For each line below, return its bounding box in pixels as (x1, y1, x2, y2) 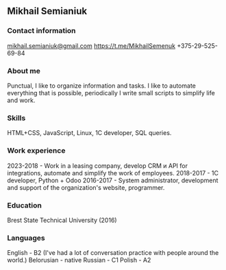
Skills (7, 113, 26, 123)
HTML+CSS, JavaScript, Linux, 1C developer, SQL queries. (7, 129, 172, 137)
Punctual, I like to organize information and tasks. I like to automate (7, 82, 197, 90)
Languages (7, 233, 46, 243)
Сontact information (7, 26, 77, 36)
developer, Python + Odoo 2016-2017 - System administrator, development (7, 176, 218, 184)
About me (7, 66, 41, 75)
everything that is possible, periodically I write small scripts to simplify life (7, 88, 216, 97)
